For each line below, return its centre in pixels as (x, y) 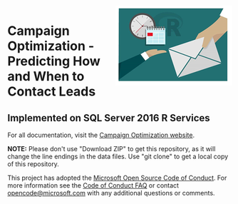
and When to (46, 77)
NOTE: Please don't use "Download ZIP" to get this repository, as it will (112, 149)
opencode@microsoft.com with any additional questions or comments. (111, 193)
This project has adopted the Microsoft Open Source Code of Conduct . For (117, 178)
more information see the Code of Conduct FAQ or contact (93, 185)
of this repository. (33, 164)
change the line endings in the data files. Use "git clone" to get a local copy (118, 156)
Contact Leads (52, 92)
